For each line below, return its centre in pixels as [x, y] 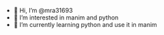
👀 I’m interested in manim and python [66, 17]
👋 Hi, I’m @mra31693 [43, 10]
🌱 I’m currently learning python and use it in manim [85, 25]
